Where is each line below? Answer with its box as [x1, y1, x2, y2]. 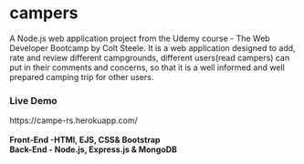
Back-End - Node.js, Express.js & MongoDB [9, 144, 178, 155]
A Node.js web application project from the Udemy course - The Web [9, 33, 271, 44]
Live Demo [9, 94, 58, 107]
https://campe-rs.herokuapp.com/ [9, 115, 139, 126]
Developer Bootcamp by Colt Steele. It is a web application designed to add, [9, 42, 296, 53]
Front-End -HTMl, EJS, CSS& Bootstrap [9, 135, 161, 146]
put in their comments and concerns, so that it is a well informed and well [9, 62, 285, 73]
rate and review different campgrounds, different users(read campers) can [9, 52, 290, 63]
